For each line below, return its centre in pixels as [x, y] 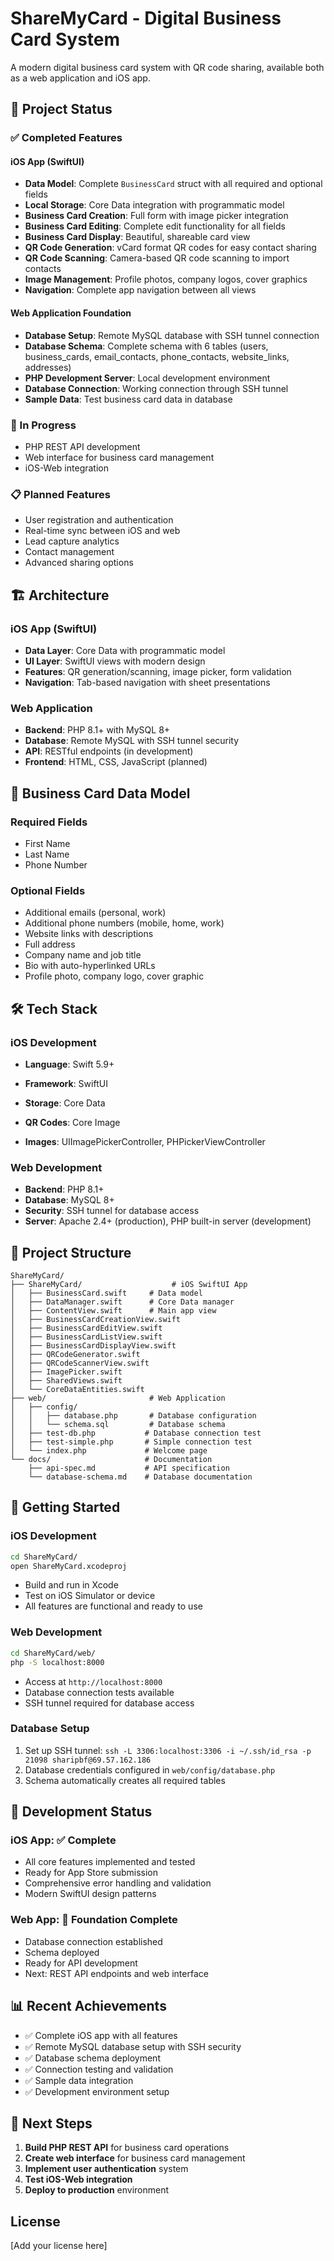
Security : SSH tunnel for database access [112, 1211]
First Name [47, 843]
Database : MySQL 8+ [69, 1200]
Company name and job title [83, 955]
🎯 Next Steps [51, 2123]
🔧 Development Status [81, 1812]
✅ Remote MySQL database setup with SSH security [133, 2046]
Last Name [47, 854]
